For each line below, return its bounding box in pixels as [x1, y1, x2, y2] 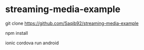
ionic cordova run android [5, 39, 59, 46]
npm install [5, 30, 28, 36]
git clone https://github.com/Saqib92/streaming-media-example [5, 20, 139, 26]
